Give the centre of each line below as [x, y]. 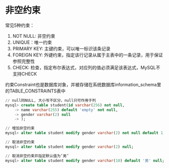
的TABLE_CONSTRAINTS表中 [35, 91]
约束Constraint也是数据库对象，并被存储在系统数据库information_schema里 [83, 84]
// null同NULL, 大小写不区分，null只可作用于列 [51, 100]
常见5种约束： [20, 25]
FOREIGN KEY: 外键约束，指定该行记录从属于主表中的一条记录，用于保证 [88, 55]
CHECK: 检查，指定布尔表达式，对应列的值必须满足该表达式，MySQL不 [86, 67]
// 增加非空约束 [20, 128]
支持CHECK [25, 74]
